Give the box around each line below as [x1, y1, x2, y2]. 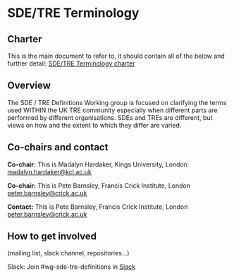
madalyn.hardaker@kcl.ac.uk [7, 167, 92, 176]
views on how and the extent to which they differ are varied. [7, 121, 182, 129]
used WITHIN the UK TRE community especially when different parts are [7, 106, 218, 114]
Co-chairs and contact [7, 141, 109, 153]
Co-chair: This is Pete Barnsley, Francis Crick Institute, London [7, 181, 190, 190]
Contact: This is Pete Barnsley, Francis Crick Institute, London [7, 203, 188, 211]
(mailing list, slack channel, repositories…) [7, 249, 130, 258]
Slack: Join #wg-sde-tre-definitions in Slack [7, 262, 136, 271]
